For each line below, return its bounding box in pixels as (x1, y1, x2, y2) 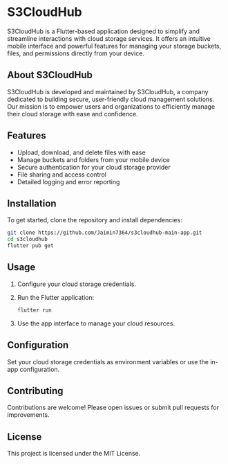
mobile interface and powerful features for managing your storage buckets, (7, 42, 222, 50)
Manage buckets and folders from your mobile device (17, 155, 171, 163)
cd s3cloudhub (7, 236, 48, 243)
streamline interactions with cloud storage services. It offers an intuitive (7, 34, 211, 42)
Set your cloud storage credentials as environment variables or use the (7, 357, 209, 366)
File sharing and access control (17, 170, 107, 179)
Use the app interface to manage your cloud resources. (17, 319, 175, 328)
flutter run (17, 306, 52, 314)
